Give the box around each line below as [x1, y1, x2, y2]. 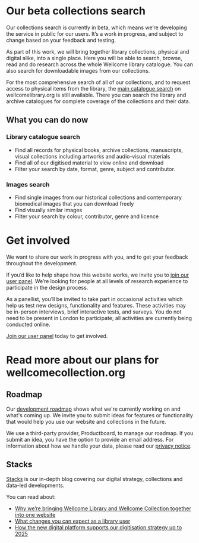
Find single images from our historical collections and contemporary [14, 194, 182, 201]
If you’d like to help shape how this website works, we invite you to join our [6, 271, 189, 278]
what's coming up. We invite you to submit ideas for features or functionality [6, 411, 193, 418]
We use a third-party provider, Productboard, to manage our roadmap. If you [6, 429, 194, 436]
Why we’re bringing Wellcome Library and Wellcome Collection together [14, 505, 191, 512]
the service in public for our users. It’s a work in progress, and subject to [6, 30, 184, 37]
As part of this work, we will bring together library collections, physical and [6, 48, 189, 55]
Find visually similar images [14, 206, 83, 213]
